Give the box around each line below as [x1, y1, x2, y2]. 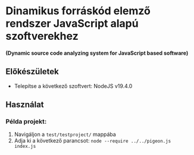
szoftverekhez [5, 30, 79, 43]
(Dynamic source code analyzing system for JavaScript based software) [5, 49, 189, 56]
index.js [14, 144, 36, 150]
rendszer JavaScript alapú [5, 17, 139, 30]
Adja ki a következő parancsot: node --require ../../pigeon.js [14, 137, 171, 144]
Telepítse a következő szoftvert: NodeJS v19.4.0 [14, 82, 133, 90]
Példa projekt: [5, 117, 47, 125]
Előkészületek [5, 67, 59, 77]
